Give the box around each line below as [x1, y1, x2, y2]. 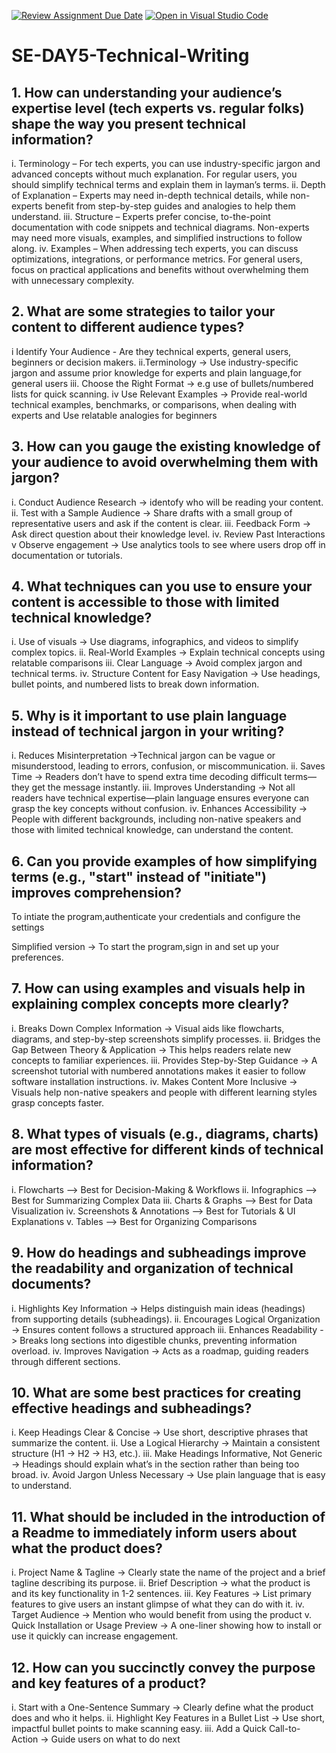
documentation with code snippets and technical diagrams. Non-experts [11, 221, 310, 233]
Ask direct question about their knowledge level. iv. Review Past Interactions [11, 528, 326, 540]
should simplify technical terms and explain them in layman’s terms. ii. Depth [11, 179, 326, 190]
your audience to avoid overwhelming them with [11, 454, 319, 471]
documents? [11, 1276, 92, 1293]
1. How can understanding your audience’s [11, 84, 283, 101]
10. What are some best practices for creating [11, 1384, 302, 1401]
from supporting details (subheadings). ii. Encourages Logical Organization [11, 1313, 321, 1325]
